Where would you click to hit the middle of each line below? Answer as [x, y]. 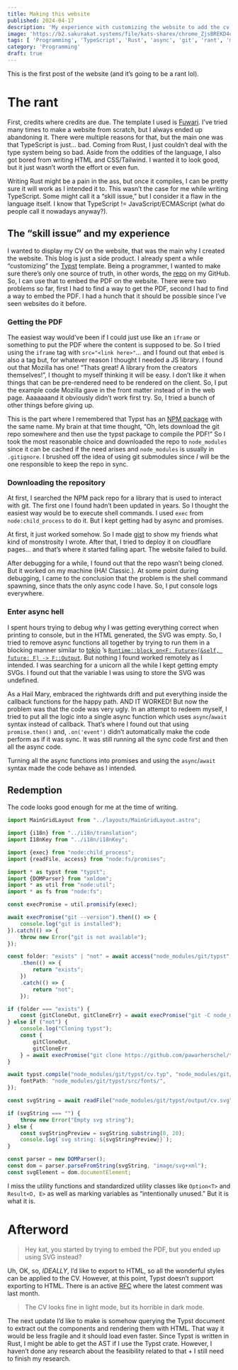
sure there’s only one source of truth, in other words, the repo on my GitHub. [119, 273]
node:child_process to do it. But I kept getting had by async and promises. [116, 521]
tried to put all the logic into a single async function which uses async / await [117, 716]
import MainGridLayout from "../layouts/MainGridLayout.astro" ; [104, 821]
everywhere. [26, 593]
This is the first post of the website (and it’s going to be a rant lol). [103, 73]
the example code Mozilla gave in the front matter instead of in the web [111, 390]
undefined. [23, 680]
